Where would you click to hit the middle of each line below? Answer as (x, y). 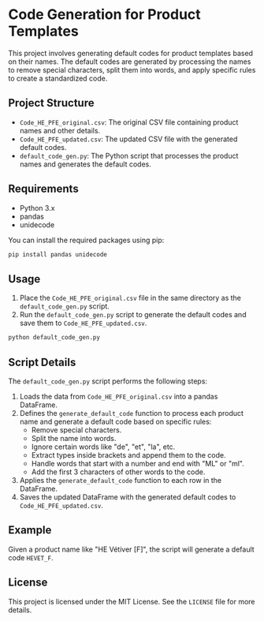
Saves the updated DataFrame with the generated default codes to (128, 497)
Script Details (42, 362)
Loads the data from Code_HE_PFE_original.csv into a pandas (119, 396)
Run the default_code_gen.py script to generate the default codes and (133, 315)
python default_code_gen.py (54, 338)
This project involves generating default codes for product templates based (131, 53)
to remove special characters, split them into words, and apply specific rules (132, 69)
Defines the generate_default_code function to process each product (132, 413)
